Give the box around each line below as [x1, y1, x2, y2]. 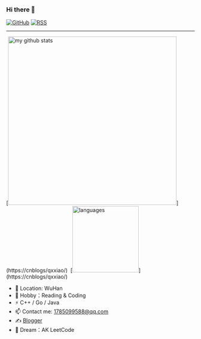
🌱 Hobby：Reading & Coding [14, 292, 86, 299]
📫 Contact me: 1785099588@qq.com [14, 308, 109, 315]
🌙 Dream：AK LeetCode [14, 326, 75, 334]
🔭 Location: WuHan [14, 284, 63, 292]
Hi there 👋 [6, 5, 36, 14]
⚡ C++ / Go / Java [14, 299, 60, 306]
